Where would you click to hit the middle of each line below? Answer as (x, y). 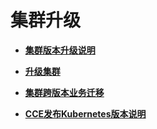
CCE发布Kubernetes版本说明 (85, 113)
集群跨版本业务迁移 (64, 92)
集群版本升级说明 (60, 50)
